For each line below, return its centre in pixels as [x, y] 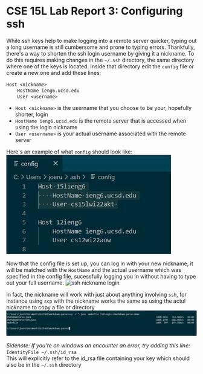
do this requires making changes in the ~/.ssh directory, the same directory [100, 60]
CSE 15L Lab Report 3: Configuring [95, 11]
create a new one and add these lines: [54, 73]
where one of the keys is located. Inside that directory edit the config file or [100, 66]
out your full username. [35, 283]
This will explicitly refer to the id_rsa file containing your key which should [98, 358]
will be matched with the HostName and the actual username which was [94, 269]
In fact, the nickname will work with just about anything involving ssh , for [97, 294]
